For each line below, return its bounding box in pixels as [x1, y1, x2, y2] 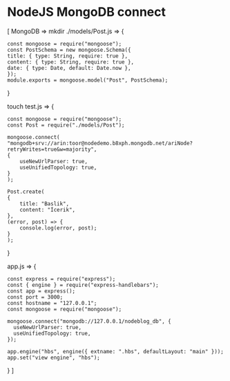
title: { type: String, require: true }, [7, 53, 128, 59]
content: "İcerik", [19, 206, 76, 213]
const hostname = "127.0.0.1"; [7, 299, 97, 306]
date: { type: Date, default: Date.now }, [7, 64, 131, 71]
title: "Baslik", [19, 200, 70, 207]
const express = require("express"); [7, 275, 116, 282]
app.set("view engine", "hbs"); [7, 354, 100, 361]
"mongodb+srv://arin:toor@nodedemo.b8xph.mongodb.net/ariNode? [7, 140, 193, 147]
